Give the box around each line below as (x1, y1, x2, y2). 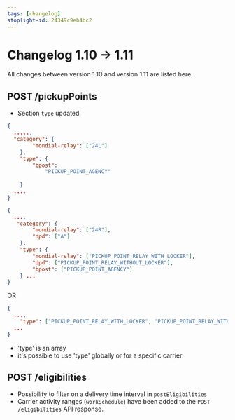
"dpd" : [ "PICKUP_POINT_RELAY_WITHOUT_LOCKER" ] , (32, 259, 173, 266)
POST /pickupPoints (7, 90, 97, 102)
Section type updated (17, 109, 80, 118)
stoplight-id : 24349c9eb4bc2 (7, 17, 92, 24)
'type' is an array (17, 344, 66, 352)
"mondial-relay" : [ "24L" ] (32, 142, 108, 149)
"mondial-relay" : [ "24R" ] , (32, 226, 111, 233)
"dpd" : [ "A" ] (32, 233, 71, 241)
